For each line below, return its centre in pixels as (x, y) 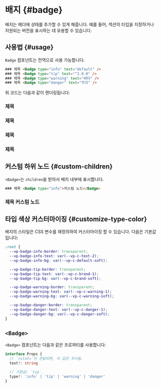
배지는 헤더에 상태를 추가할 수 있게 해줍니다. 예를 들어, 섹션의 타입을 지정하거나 (80, 24)
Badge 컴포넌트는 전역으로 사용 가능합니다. (45, 60)
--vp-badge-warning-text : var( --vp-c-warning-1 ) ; (61, 292)
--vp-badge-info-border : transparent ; (49, 252)
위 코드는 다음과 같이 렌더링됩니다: (37, 92)
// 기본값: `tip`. (27, 372)
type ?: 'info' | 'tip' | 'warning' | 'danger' (57, 376)
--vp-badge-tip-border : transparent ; (48, 269)
